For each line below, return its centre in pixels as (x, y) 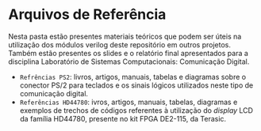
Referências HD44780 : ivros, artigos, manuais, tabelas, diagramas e (129, 102)
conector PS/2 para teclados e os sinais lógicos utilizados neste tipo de (136, 85)
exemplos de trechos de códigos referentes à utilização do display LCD (136, 110)
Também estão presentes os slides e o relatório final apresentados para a (128, 53)
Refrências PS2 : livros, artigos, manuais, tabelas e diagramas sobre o (133, 77)
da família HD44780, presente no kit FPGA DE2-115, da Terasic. (123, 118)
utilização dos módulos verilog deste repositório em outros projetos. (120, 44)
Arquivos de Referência (87, 15)
